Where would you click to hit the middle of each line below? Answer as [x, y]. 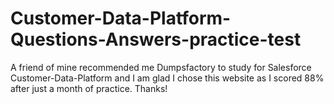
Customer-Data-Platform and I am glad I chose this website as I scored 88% [167, 78]
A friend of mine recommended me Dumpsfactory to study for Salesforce [161, 67]
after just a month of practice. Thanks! [89, 88]
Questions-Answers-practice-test [156, 39]
